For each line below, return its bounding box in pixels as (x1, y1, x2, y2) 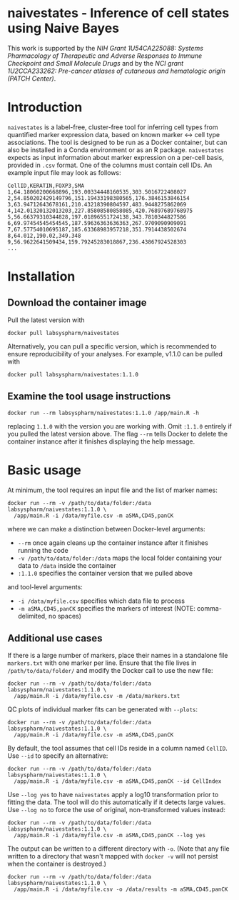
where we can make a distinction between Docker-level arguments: (7, 524, 205, 533)
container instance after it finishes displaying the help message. (7, 437, 195, 446)
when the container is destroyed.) (7, 859, 107, 869)
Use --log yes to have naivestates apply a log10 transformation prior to (7, 791, 219, 799)
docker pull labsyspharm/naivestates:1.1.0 (7, 371, 139, 378)
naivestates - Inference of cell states (7, 5, 230, 21)
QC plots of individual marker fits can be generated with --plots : (7, 705, 198, 714)
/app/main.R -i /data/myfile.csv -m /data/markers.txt (14, 693, 180, 700)
